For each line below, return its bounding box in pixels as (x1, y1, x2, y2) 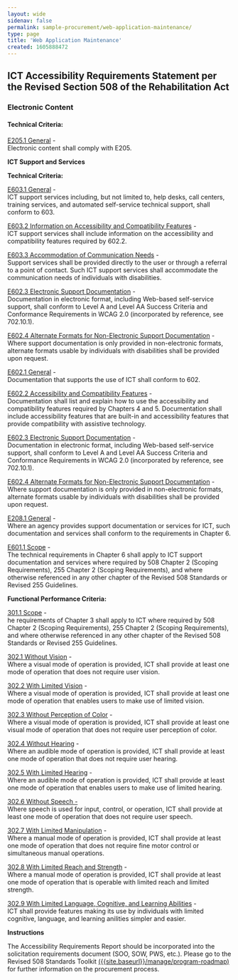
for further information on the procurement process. (7, 964, 160, 973)
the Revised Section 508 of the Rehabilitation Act (7, 81, 229, 93)
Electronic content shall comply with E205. (7, 143, 132, 152)
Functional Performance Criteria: (7, 594, 107, 603)
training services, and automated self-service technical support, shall (7, 200, 211, 209)
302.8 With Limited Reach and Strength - (7, 862, 128, 871)
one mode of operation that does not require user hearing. (7, 754, 178, 763)
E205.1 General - (7, 136, 56, 145)
